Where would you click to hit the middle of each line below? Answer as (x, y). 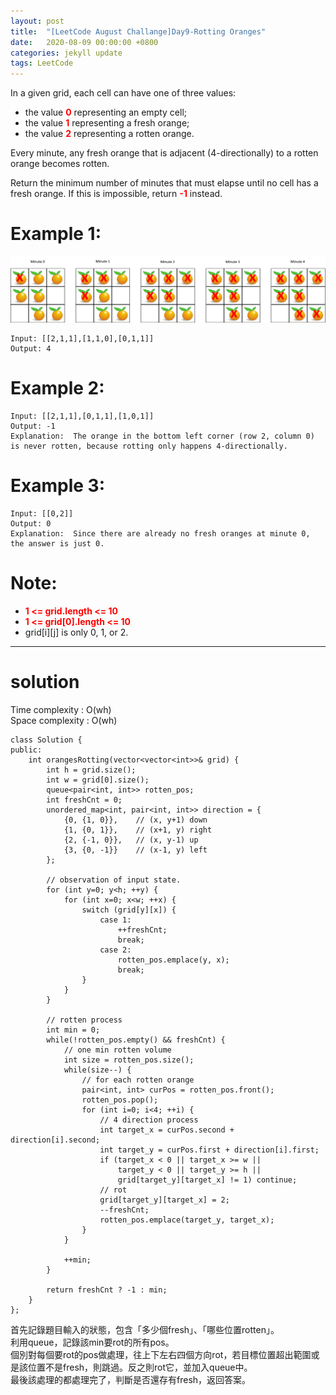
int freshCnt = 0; (84, 800)
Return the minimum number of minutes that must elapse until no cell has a (164, 183)
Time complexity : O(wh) (61, 709)
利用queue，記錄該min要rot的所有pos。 (92, 1342)
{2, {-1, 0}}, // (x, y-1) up (131, 840)
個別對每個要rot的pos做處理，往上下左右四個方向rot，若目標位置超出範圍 (161, 1354)
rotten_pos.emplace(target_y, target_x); (187, 1220)
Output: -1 (33, 426)
